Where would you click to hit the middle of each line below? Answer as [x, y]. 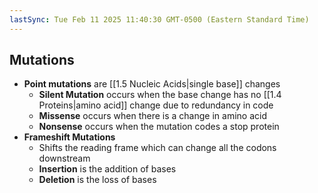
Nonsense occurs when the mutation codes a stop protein [159, 127]
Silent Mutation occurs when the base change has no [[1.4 [160, 95]
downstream [64, 158]
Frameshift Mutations [69, 137]
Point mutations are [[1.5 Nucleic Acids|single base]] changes [152, 84]
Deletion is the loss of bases [97, 180]
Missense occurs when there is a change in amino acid [152, 116]
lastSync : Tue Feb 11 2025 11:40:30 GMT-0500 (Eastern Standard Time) [159, 19]
